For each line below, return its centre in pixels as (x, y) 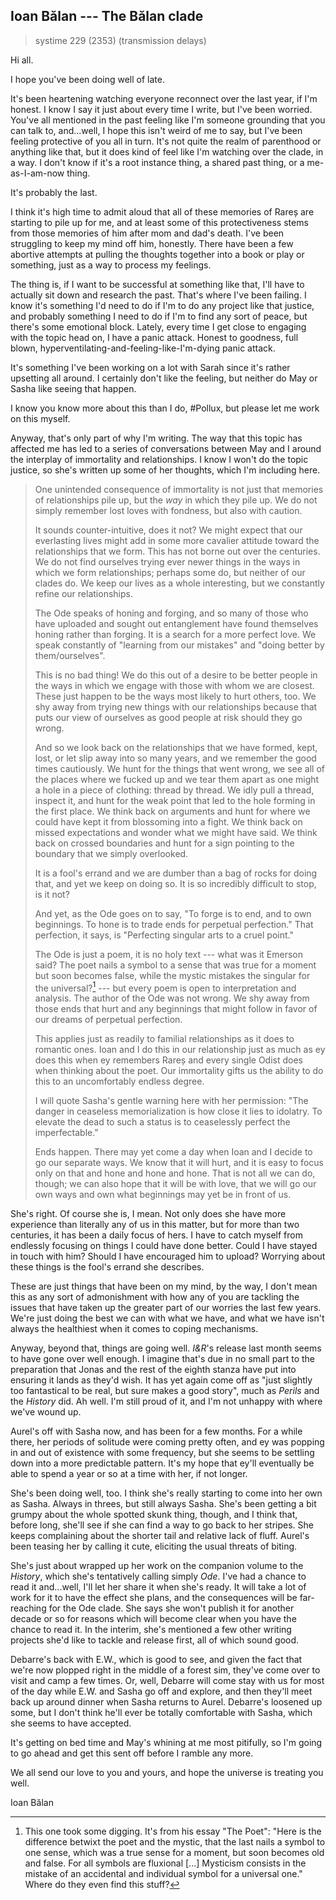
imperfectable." (66, 1133)
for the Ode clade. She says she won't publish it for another (171, 1608)
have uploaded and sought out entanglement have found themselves (176, 623)
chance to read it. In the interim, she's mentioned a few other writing (151, 1630)
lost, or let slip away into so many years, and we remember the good (175, 758)
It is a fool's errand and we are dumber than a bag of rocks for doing (176, 873)
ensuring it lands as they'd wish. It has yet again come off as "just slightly (161, 1380)
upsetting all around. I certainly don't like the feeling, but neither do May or (164, 378)
